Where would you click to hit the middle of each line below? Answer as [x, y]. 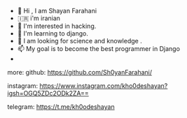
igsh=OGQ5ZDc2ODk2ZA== [48, 93]
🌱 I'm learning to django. [53, 34]
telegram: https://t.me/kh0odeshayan [61, 107]
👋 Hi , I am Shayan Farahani [57, 11]
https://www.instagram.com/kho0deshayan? [104, 86]
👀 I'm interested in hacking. [57, 26]
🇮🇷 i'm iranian [39, 18]
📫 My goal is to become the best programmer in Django [99, 49]
